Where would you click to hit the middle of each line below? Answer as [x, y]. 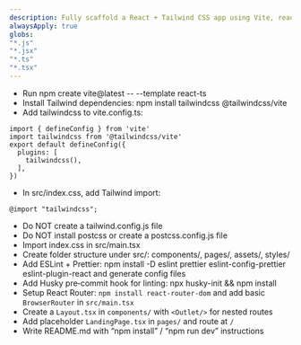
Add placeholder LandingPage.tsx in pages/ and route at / [128, 321]
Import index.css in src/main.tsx [81, 244]
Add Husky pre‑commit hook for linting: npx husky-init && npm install [150, 283]
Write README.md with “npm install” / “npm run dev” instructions [143, 331]
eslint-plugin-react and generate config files [104, 273]
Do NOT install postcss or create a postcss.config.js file [125, 235]
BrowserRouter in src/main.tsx [78, 302]
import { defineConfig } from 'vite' [80, 128]
